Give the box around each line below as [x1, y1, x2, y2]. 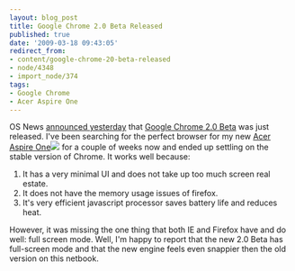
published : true [9, 30, 70, 39]
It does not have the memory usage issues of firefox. [22, 188, 219, 199]
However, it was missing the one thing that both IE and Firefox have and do [9, 224, 286, 235]
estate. [22, 178, 49, 189]
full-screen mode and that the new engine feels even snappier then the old [9, 244, 286, 255]
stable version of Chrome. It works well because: [9, 151, 191, 162]
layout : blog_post [9, 13, 78, 23]
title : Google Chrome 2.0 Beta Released [9, 22, 164, 31]
